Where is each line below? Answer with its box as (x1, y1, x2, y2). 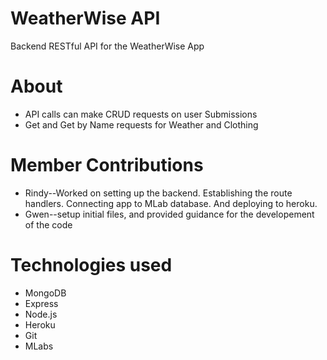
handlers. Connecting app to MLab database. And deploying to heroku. (24, 197, 318, 209)
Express (24, 297, 59, 309)
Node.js (24, 308, 58, 320)
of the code (24, 218, 73, 231)
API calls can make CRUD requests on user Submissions (24, 108, 258, 120)
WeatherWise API (10, 7, 161, 30)
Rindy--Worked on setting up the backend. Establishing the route (24, 187, 293, 199)
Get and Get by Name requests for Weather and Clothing (24, 118, 259, 131)
